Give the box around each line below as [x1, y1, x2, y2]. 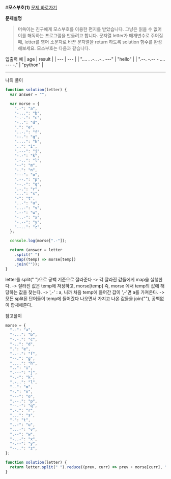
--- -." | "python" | [5, 62, 44, 68]
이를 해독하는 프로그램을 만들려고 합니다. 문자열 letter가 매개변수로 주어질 [17, 33, 163, 38]
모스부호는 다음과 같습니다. [37, 45, 90, 51]
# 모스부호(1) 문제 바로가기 [5, 5, 58, 10]
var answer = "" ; [10, 92, 47, 97]
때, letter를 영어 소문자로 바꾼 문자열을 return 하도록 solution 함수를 [17, 39, 153, 45]
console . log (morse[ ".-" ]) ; [10, 238, 67, 244]
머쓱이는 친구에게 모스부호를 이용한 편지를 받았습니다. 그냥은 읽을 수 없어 [17, 26, 162, 32]
